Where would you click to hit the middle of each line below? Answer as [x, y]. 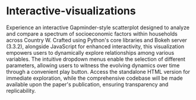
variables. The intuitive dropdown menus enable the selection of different [96, 59]
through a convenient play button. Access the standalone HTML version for [98, 71]
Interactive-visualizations [71, 11]
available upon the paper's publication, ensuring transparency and [87, 84]
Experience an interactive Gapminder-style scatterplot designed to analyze [98, 27]
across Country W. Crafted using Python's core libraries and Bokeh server [97, 40]
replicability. [21, 90]
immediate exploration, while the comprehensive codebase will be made [94, 78]
